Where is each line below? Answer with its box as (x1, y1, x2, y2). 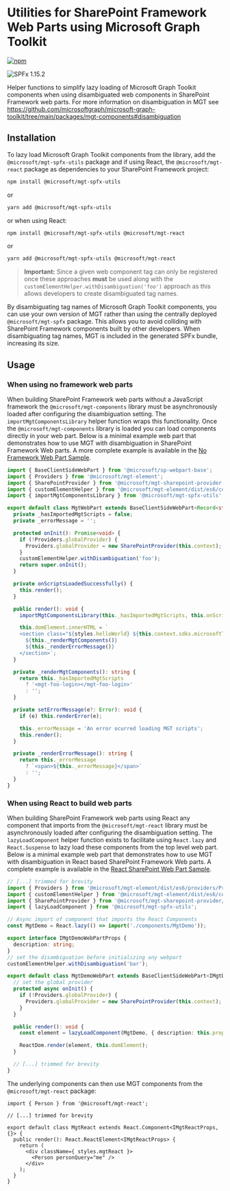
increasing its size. (7, 339, 60, 348)
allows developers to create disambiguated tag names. (23, 289, 179, 298)
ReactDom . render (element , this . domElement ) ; (19, 1042, 149, 1049)
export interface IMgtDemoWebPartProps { (7, 935, 127, 942)
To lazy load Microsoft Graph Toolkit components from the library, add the (7, 150, 216, 158)
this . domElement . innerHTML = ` (19, 624, 109, 631)
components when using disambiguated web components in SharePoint (7, 91, 210, 99)
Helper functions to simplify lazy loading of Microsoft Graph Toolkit (7, 83, 196, 91)
